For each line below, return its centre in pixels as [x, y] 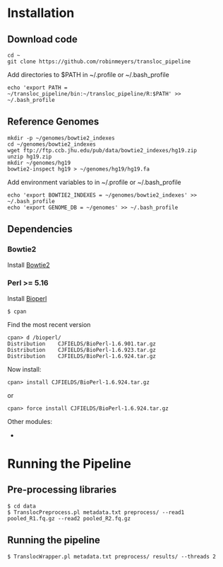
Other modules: [30, 421]
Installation [41, 13]
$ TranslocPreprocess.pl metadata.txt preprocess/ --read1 [96, 512]
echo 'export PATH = [38, 88]
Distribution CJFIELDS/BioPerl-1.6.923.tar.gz [82, 350]
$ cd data [22, 506]
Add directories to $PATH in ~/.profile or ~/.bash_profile [88, 75]
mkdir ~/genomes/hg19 [39, 163]
